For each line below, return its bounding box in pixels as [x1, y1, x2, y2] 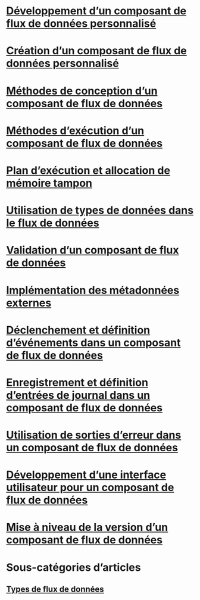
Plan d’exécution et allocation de [6, 164, 171, 177]
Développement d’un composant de [6, 4, 186, 18]
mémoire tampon [6, 176, 93, 190]
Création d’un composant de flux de [6, 44, 187, 58]
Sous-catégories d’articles [6, 561, 141, 574]
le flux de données [6, 216, 99, 230]
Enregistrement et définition [6, 376, 149, 389]
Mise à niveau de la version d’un [6, 521, 168, 534]
